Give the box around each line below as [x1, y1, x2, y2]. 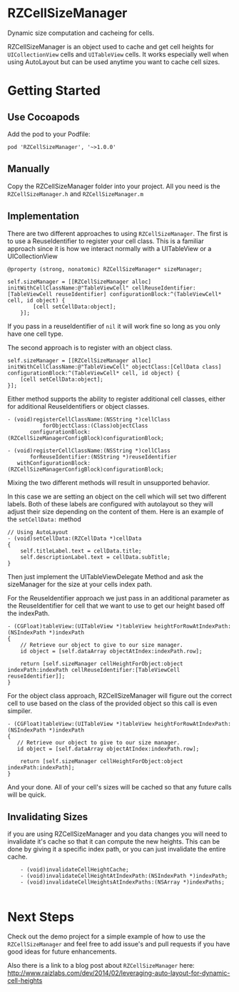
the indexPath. [7, 608, 50, 618]
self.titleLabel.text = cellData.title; [20, 547, 142, 554]
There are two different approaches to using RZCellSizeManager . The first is [7, 229, 228, 237]
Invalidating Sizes [7, 811, 88, 823]
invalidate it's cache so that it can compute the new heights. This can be [7, 837, 220, 846]
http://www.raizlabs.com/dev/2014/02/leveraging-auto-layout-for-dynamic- [7, 968, 230, 978]
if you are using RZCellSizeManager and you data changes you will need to [7, 829, 228, 839]
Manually [7, 163, 50, 175]
